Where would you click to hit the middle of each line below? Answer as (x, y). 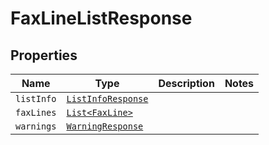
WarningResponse (105, 126)
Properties (44, 55)
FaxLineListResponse (101, 18)
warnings (36, 126)
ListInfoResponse (107, 98)
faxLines (36, 112)
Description (186, 83)
